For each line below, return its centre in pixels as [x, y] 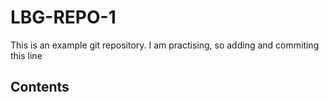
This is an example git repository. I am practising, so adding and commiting [165, 45]
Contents [40, 87]
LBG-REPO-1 [63, 17]
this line [26, 55]
